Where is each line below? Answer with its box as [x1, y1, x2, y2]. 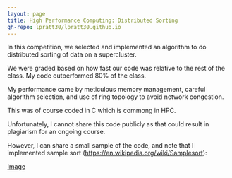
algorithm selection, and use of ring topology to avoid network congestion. [7, 93, 224, 101]
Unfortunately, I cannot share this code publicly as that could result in [7, 120, 209, 129]
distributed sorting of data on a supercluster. [7, 50, 138, 59]
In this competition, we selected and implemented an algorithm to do [7, 43, 207, 52]
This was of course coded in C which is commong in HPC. [7, 107, 176, 115]
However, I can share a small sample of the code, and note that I [7, 141, 194, 150]
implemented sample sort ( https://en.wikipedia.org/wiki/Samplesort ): [7, 149, 207, 158]
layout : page [7, 10, 46, 18]
